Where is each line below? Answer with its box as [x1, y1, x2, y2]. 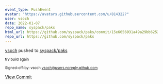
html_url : [5, 30, 25, 34]
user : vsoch [5, 16, 29, 21]
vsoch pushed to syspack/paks [5, 47, 68, 53]
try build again [5, 57, 29, 62]
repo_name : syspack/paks [5, 25, 55, 30]
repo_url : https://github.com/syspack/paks [5, 34, 95, 39]
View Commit [5, 74, 32, 80]
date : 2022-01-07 [5, 20, 40, 26]
